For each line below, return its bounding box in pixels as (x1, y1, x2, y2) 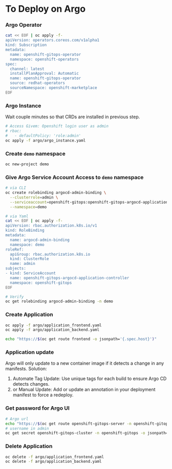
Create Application (5, 311, 53, 318)
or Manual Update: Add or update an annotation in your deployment (12, 387, 156, 393)
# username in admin (5, 426, 50, 431)
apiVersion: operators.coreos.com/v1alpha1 (5, 38, 100, 43)
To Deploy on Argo (5, 3, 86, 15)
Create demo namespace (5, 150, 66, 157)
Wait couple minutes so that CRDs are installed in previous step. (5, 114, 140, 120)
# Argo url (5, 416, 29, 421)
